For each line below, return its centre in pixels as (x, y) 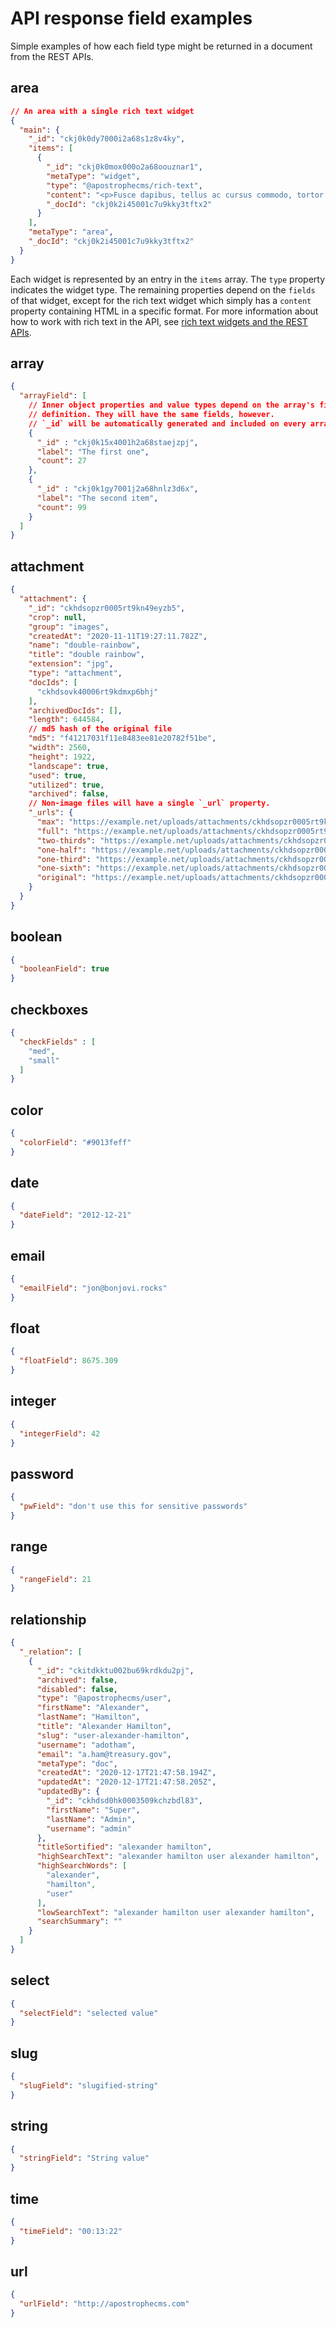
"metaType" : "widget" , (93, 176)
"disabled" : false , (77, 1689)
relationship (48, 1619)
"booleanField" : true (64, 969)
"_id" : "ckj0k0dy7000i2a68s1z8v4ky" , (107, 139)
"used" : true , (57, 775)
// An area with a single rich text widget (102, 111)
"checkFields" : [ (58, 1042)
